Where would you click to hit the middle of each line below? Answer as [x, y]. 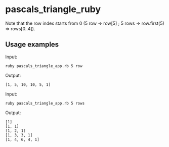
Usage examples [32, 45]
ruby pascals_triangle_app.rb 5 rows [45, 103]
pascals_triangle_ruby [53, 9]
